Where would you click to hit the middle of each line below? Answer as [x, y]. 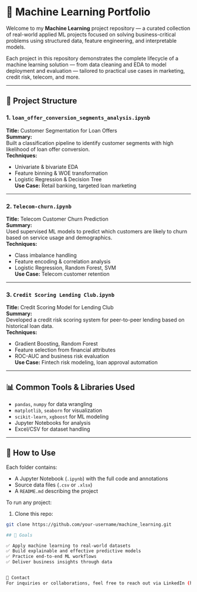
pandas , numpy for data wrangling [53, 404]
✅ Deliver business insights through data [59, 562]
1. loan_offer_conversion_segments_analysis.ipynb [78, 118]
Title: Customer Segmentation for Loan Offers [62, 130]
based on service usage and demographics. [59, 238]
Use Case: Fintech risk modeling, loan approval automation [86, 363]
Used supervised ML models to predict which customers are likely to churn [97, 231]
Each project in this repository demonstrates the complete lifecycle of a [92, 58]
